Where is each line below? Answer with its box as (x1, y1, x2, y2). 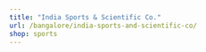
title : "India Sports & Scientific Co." (9, 12, 162, 22)
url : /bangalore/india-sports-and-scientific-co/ (9, 21, 198, 30)
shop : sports (9, 29, 58, 38)
